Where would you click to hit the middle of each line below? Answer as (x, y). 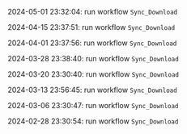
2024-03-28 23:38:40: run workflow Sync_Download (93, 59)
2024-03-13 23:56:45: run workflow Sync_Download (92, 90)
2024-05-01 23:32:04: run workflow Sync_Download (93, 12)
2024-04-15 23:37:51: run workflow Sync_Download (91, 27)
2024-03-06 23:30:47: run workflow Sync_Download (93, 105)
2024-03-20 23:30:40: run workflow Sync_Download (93, 74)
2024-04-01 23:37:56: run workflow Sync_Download (92, 43)
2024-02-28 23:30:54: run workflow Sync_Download (93, 121)
